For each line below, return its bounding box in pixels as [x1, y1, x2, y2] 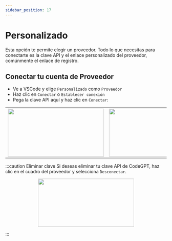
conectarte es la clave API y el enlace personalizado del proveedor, [5, 52, 147, 58]
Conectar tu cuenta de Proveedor [5, 72, 114, 81]
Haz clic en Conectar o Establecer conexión [12, 91, 105, 97]
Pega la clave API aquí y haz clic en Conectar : [12, 97, 109, 103]
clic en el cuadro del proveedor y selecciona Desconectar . [5, 169, 127, 175]
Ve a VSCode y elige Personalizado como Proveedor [12, 86, 122, 92]
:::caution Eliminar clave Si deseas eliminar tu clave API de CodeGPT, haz [5, 163, 160, 169]
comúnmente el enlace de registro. [5, 57, 79, 64]
